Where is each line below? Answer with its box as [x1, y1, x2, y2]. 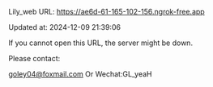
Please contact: [8, 54, 61, 63]
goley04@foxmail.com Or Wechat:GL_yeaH [8, 69, 152, 79]
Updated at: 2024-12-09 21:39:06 [8, 23, 121, 31]
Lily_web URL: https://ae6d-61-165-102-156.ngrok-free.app [8, 7, 205, 16]
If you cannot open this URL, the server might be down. [8, 38, 193, 48]
